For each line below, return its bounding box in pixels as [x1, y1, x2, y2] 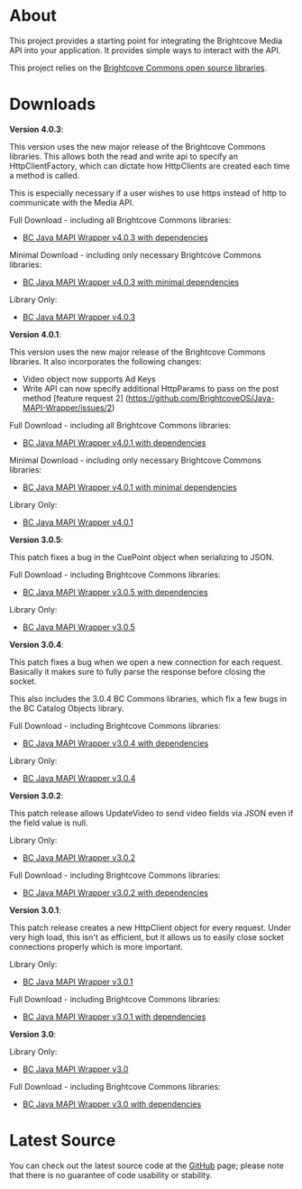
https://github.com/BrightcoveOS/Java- [127, 392, 275, 403]
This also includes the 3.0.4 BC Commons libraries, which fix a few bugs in [9, 693, 287, 704]
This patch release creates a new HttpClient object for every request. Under [9, 922, 291, 933]
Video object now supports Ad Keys [22, 373, 156, 384]
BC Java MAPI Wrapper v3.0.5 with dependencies [22, 586, 209, 597]
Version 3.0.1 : [9, 904, 61, 916]
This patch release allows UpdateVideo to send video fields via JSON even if [9, 807, 294, 818]
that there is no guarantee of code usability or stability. [9, 1169, 213, 1180]
